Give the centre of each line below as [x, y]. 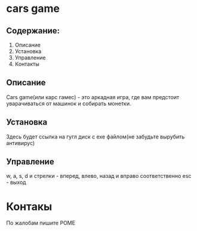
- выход [16, 182]
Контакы [29, 206]
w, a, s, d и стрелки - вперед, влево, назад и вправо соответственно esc [99, 176]
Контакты [27, 64]
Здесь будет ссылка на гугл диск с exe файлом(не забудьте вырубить [96, 137]
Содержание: [33, 31]
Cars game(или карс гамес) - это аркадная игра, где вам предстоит [93, 97]
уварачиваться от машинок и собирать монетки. [69, 103]
